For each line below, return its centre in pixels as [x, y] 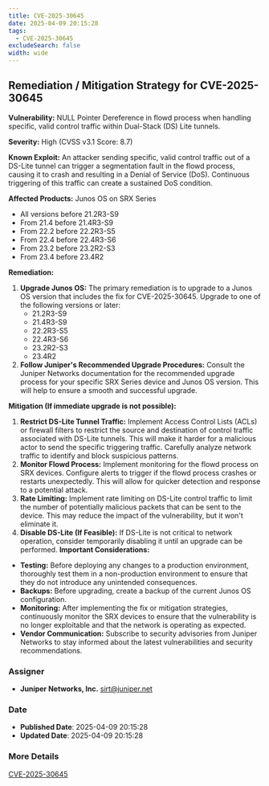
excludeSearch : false [45, 46]
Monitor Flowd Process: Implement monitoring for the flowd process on [139, 464]
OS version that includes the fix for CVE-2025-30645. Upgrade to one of [140, 296]
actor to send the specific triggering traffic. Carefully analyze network [135, 447]
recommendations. [51, 650]
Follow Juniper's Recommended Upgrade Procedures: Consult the [132, 364]
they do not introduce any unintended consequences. [109, 582]
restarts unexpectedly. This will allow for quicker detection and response [140, 481]
